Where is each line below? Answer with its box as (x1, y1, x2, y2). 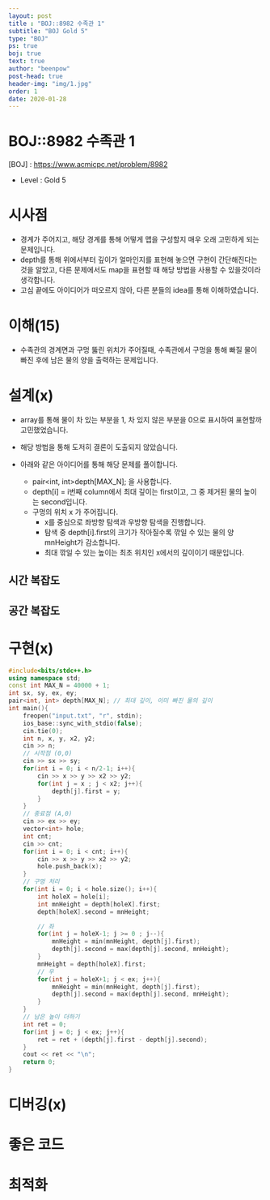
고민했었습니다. (19, 425, 69, 435)
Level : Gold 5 (19, 175, 66, 185)
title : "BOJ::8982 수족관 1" (8, 19, 105, 28)
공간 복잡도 (8, 603, 61, 617)
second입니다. (40, 497, 87, 507)
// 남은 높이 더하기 (23, 1013, 81, 1022)
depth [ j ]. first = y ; (51, 787, 121, 795)
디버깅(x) (8, 1095, 67, 1114)
